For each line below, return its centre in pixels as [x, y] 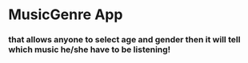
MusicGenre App [66, 15]
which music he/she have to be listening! [90, 49]
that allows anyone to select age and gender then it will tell [124, 40]
